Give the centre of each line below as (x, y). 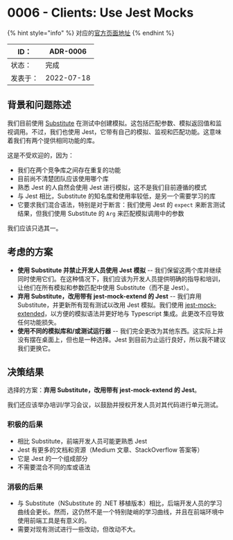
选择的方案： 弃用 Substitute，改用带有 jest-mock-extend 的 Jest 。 (104, 390)
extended (31, 313)
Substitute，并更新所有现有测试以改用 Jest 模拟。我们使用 (100, 305)
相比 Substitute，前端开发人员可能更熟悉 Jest (82, 441)
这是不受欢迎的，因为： (41, 155)
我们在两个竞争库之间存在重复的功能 (69, 170)
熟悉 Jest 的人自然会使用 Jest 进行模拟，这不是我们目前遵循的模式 (112, 187)
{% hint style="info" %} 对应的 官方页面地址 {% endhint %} (91, 33)
